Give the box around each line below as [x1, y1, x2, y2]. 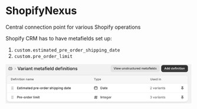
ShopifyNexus [5, 4, 77, 18]
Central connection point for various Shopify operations [5, 23, 141, 30]
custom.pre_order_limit [14, 53, 73, 59]
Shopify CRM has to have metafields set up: [5, 35, 113, 42]
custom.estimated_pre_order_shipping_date [14, 47, 120, 53]
